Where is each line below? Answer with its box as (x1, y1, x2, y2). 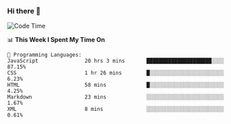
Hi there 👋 (7, 6, 41, 16)
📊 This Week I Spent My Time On (7, 36, 105, 44)
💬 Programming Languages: (7, 52, 82, 59)
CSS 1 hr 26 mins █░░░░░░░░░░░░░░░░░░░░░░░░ (7, 70, 225, 76)
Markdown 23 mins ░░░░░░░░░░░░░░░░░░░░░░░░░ (7, 94, 225, 101)
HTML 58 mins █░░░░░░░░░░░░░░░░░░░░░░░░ (7, 82, 225, 89)
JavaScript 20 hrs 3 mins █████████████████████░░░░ (7, 58, 225, 65)
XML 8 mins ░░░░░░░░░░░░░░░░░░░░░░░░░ (7, 106, 225, 113)
